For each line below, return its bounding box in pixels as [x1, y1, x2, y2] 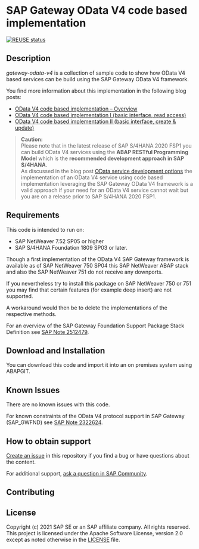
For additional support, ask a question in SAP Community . [6, 470, 148, 477]
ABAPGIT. [6, 368, 31, 375]
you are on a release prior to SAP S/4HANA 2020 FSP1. [20, 192, 157, 200]
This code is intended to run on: [6, 226, 85, 233]
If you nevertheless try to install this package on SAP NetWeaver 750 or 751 [6, 280, 192, 287]
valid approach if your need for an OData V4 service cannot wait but [20, 186, 189, 194]
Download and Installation [6, 345, 105, 355]
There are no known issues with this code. [6, 401, 110, 408]
